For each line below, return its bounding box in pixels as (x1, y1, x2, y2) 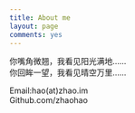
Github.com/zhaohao (9, 95, 89, 106)
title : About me (9, 13, 71, 23)
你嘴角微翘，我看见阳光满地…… (9, 56, 127, 67)
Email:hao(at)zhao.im (9, 85, 89, 96)
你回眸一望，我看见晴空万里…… (9, 67, 127, 78)
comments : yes (9, 30, 63, 39)
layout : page (9, 22, 59, 31)
